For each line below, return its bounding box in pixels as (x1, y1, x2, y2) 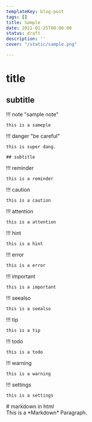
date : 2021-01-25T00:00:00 (6, 25, 72, 31)
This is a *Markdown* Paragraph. (6, 409, 87, 416)
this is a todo (6, 349, 43, 355)
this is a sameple (6, 122, 51, 128)
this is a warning (6, 371, 51, 377)
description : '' (6, 36, 46, 42)
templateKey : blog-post (6, 8, 64, 15)
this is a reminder (6, 176, 54, 182)
